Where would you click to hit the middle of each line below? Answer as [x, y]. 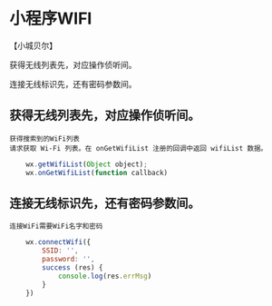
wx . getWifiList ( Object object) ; [87, 164]
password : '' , [68, 260]
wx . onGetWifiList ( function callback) [97, 173]
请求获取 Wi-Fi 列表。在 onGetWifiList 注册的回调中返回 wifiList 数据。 [139, 148]
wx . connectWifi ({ [58, 242]
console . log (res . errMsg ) [105, 276]
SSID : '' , [60, 251]
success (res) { [73, 267]
